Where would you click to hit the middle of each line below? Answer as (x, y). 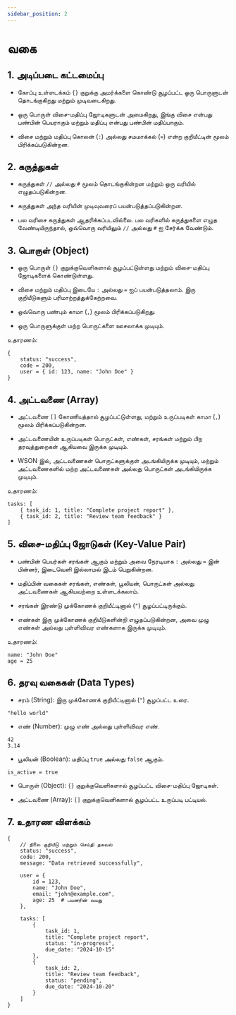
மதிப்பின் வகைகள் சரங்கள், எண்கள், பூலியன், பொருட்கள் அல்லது (106, 583)
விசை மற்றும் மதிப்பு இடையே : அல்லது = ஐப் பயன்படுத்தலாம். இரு (106, 289)
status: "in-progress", (80, 943)
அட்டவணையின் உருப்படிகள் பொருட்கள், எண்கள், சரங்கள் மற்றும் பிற (110, 439)
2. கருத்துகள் (33, 167)
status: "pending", (73, 980)
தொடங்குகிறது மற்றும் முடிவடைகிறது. (67, 100)
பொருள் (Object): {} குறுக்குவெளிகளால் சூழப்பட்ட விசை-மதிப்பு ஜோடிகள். (118, 785)
